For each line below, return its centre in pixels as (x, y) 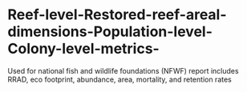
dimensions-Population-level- (110, 32)
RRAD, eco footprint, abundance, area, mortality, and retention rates (119, 79)
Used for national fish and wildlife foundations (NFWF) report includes (123, 70)
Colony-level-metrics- (83, 49)
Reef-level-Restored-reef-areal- (117, 15)
